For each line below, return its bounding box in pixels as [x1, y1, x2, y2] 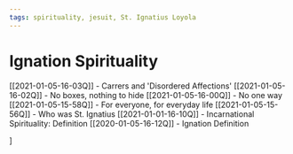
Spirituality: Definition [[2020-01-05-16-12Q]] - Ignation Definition [9, 118, 249, 128]
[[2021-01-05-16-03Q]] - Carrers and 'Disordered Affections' [9, 81, 233, 91]
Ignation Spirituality [9, 50, 158, 71]
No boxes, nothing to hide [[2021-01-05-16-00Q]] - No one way [50, 89, 282, 100]
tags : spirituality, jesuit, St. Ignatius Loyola [9, 12, 197, 22]
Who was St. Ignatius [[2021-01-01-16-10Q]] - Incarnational [38, 108, 255, 119]
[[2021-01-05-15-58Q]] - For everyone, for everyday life [9, 99, 214, 110]
